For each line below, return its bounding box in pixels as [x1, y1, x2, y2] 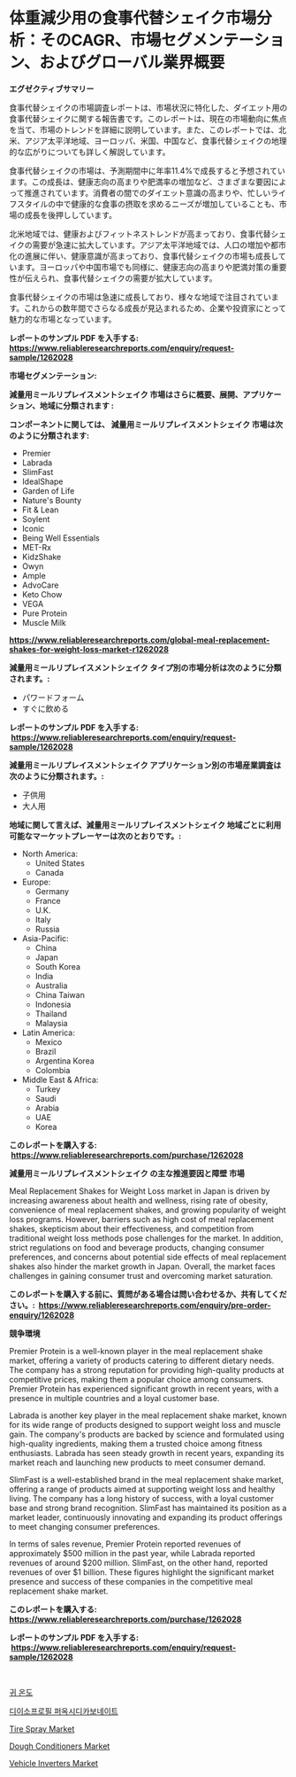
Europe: [21, 877, 51, 887]
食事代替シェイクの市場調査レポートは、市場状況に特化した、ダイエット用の [9, 102, 288, 113]
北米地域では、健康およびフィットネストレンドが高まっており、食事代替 [9, 228, 271, 239]
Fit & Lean [21, 504, 59, 515]
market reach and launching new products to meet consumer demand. [9, 1457, 266, 1468]
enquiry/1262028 [9, 1309, 75, 1321]
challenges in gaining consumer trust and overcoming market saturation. [9, 1270, 274, 1281]
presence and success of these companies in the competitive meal [9, 1576, 254, 1586]
